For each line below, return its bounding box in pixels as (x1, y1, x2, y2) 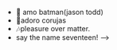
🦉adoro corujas (15, 16, 66, 25)
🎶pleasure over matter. (15, 24, 90, 33)
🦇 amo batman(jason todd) (15, 8, 103, 16)
